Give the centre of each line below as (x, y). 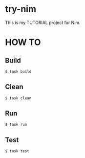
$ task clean (18, 98)
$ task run (16, 125)
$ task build (18, 71)
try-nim (21, 9)
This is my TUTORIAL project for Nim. (43, 23)
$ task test (17, 151)
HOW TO (23, 42)
